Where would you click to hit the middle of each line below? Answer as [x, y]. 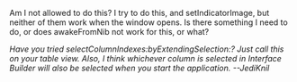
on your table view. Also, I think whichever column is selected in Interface [145, 58]
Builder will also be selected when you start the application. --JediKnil [139, 68]
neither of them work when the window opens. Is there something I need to [148, 22]
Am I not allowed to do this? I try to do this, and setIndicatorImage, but [139, 13]
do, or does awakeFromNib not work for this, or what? [109, 32]
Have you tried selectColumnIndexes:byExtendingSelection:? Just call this [147, 49]
